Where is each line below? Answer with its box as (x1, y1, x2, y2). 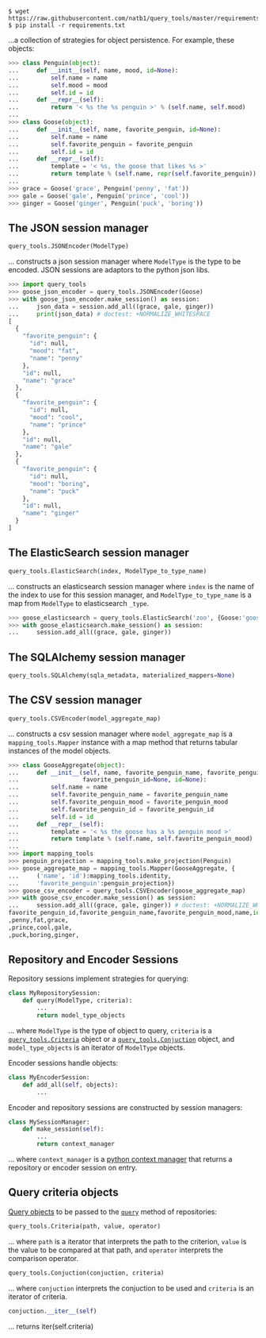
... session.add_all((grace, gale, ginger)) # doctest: (8, 901, 211, 909)
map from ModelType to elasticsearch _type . (8, 598, 150, 607)
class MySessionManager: (8, 1118, 90, 1126)
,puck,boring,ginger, (8, 931, 80, 939)
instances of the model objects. (8, 746, 111, 755)
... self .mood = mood (8, 81, 108, 89)
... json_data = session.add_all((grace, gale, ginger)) (8, 303, 215, 310)
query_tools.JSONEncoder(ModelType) (8, 242, 129, 250)
